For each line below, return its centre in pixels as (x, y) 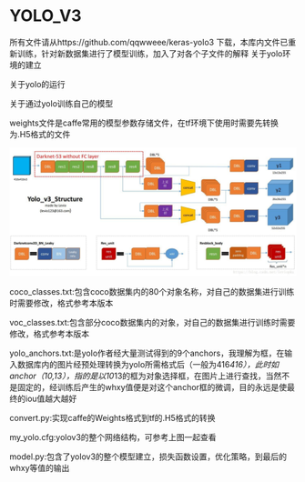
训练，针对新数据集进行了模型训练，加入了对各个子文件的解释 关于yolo (150, 53)
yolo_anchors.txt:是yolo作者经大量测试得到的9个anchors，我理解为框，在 (147, 353)
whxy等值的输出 (40, 468)
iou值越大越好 (51, 399)
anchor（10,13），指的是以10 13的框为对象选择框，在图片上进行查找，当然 (146, 376)
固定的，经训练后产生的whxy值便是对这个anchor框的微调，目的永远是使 (152, 387)
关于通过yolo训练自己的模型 (61, 103)
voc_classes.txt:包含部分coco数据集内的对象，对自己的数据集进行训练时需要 (152, 323)
